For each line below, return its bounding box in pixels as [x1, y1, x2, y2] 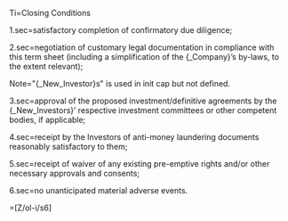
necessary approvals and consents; [9, 168, 140, 178]
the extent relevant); [9, 61, 84, 71]
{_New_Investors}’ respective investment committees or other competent [9, 105, 277, 115]
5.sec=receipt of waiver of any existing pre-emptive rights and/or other [9, 159, 270, 168]
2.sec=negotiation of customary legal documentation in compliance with [9, 42, 275, 53]
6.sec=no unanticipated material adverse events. [9, 185, 188, 195]
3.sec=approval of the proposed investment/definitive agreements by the [9, 95, 277, 106]
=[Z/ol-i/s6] [9, 202, 52, 213]
